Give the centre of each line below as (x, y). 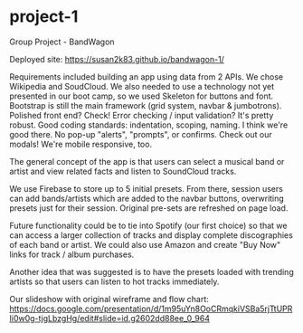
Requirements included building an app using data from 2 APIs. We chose (147, 76)
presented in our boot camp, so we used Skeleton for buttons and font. (142, 96)
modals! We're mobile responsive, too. (80, 144)
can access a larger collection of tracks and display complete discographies (151, 235)
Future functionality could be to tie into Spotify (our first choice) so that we (148, 225)
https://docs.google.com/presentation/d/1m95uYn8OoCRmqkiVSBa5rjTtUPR (151, 309)
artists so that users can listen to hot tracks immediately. (114, 281)
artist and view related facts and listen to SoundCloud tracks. (123, 171)
